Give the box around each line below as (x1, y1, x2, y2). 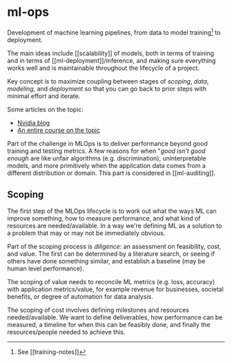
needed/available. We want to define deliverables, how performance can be (7, 313, 223, 322)
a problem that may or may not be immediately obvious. (7, 229, 166, 237)
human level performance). (7, 264, 84, 273)
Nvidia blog (17, 118, 50, 127)
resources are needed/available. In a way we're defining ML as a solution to (7, 222, 222, 230)
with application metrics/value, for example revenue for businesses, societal (7, 285, 224, 294)
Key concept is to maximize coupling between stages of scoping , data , (7, 77, 209, 85)
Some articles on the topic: (7, 105, 84, 113)
